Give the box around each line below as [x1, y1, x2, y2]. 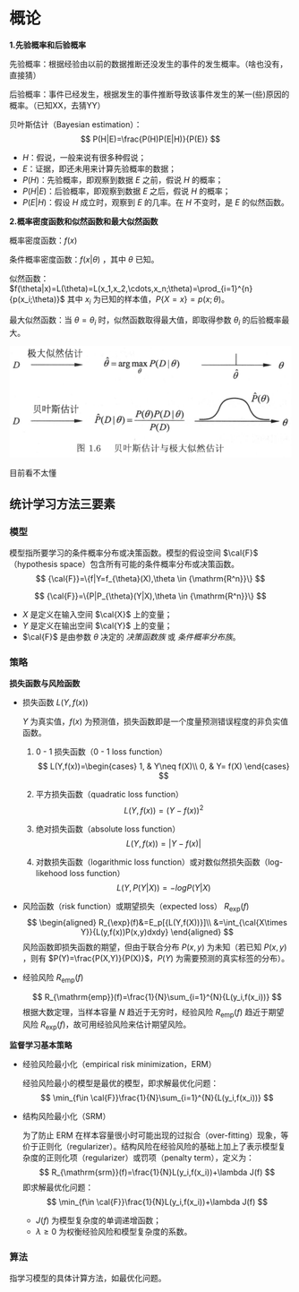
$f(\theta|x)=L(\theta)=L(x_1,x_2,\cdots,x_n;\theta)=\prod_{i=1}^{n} [9, 283, 253, 294]
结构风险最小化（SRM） [21, 1111, 111, 1122]
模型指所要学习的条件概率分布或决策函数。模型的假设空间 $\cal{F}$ [9, 547, 259, 558]
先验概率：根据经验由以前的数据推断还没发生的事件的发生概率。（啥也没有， [9, 58, 288, 69]
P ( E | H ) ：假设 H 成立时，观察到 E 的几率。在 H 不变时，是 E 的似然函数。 [21, 196, 289, 207]
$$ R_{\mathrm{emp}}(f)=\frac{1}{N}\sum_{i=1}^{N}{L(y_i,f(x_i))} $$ [31, 991, 282, 1002]
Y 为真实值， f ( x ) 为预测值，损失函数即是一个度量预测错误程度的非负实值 [21, 716, 289, 727]
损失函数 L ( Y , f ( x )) [21, 697, 89, 708]
